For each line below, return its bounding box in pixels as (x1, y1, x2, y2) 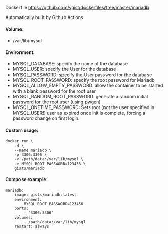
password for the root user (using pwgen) (12, 99, 101, 105)
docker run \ (5, 138, 33, 143)
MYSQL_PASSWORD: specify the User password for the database (12, 71, 152, 78)
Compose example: (5, 176, 48, 183)
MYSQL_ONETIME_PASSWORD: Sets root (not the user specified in (12, 104, 155, 111)
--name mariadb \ (14, 148, 52, 153)
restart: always (14, 224, 50, 229)
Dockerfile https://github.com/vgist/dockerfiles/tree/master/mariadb (5, 5, 150, 10)
